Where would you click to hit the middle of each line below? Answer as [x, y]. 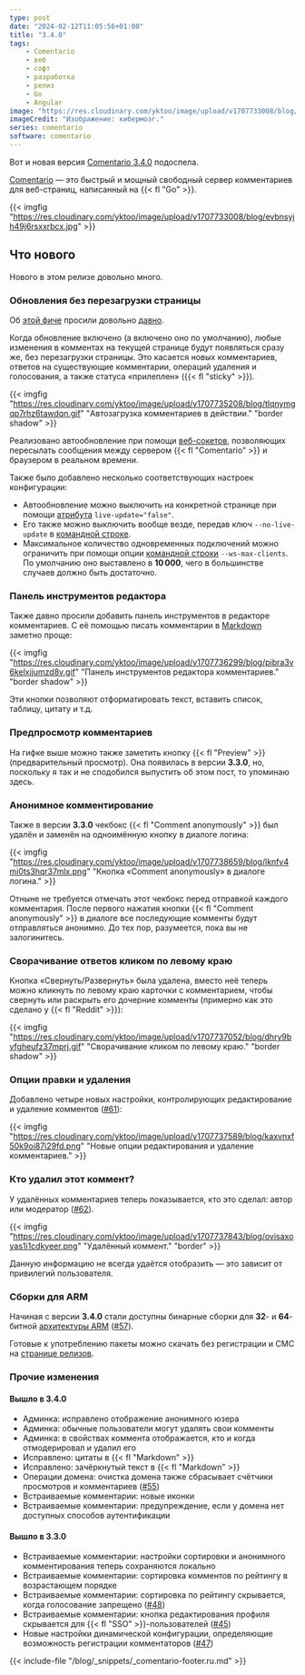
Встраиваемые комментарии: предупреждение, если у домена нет [153, 1506]
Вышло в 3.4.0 [38, 1399]
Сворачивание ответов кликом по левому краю [121, 960]
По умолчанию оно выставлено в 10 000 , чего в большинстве [143, 562]
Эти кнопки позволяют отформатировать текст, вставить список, [136, 699]
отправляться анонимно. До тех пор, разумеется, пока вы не [128, 928]
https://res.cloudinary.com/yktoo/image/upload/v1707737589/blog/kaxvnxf [154, 1137]
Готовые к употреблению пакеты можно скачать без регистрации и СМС [152, 1344]
